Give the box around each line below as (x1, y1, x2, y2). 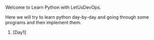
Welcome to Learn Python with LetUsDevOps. (5, 5, 102, 10)
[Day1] (12, 29, 26, 35)
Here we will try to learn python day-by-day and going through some (5, 14, 149, 20)
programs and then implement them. (5, 20, 82, 25)
